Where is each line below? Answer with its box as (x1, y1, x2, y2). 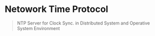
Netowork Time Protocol (5, 3, 108, 15)
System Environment (17, 25, 60, 31)
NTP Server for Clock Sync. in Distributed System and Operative (17, 20, 150, 26)
